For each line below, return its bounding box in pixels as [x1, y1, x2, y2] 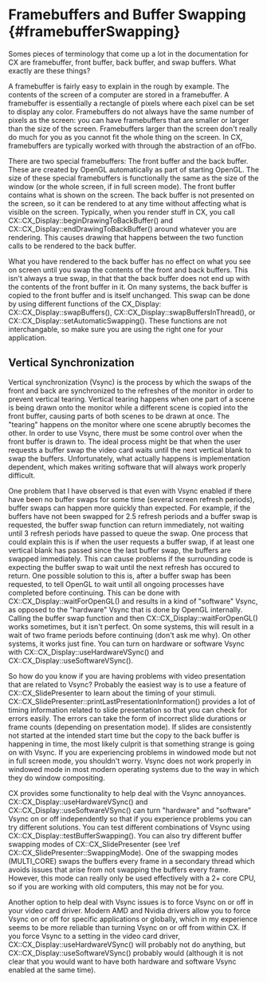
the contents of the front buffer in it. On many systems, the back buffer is [8, 282, 249, 291]
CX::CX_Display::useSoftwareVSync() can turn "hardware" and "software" [8, 805, 252, 815]
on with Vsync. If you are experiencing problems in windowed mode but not [8, 747, 257, 757]
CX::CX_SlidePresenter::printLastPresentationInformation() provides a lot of [8, 696, 256, 706]
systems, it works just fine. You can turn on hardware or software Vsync [8, 639, 245, 648]
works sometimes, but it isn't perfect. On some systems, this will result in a [8, 621, 254, 632]
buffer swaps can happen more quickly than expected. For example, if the [8, 503, 251, 513]
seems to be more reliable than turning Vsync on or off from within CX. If [8, 922, 247, 932]
